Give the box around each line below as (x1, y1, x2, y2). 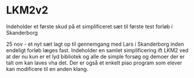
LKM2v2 (6, 4, 49, 17)
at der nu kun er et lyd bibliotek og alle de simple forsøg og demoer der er (6, 53, 185, 60)
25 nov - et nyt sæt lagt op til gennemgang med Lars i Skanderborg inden (6, 40, 184, 48)
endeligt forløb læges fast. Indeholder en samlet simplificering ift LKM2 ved (6, 46, 189, 53)
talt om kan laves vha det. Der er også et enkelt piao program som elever (6, 59, 182, 66)
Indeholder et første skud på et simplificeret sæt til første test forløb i (6, 23, 173, 30)
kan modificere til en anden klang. (6, 65, 88, 72)
